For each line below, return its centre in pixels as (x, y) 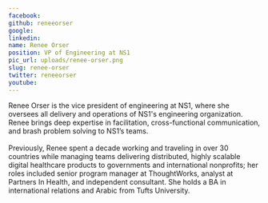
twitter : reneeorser (43, 75)
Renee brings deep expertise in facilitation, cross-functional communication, (134, 122)
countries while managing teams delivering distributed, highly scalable (124, 156)
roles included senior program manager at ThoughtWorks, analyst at (121, 173)
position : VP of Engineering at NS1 (69, 53)
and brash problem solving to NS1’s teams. (78, 131)
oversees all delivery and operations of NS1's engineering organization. (126, 113)
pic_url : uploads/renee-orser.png (66, 61)
